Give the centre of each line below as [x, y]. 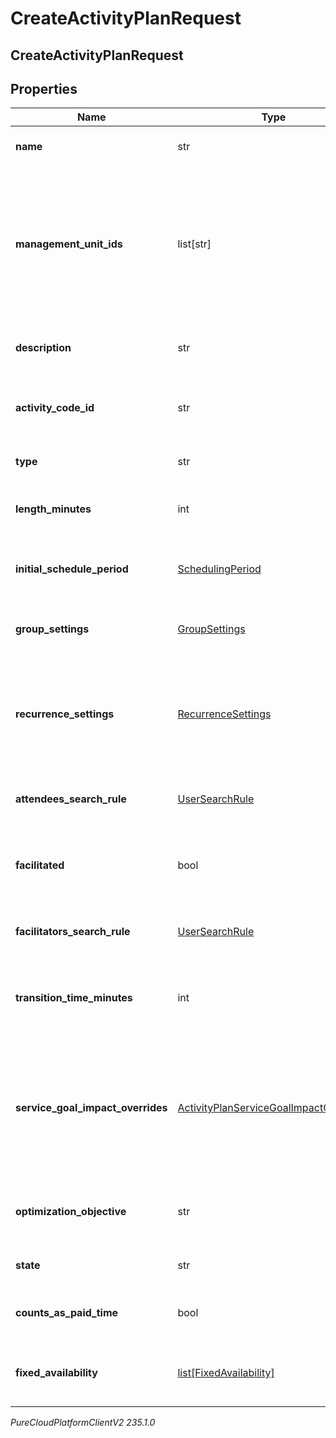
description [43, 348]
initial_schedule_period [72, 569]
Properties [44, 88]
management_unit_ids [69, 244]
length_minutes [53, 509]
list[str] [194, 244]
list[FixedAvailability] [226, 1373]
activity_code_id [55, 408]
